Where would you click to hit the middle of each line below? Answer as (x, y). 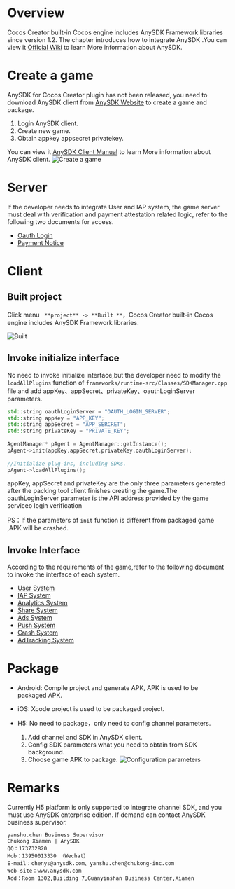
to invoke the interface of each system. (64, 574)
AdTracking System (46, 640)
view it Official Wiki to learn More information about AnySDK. (95, 47)
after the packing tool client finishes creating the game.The (92, 491)
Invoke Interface (44, 550)
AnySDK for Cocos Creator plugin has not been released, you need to (107, 95)
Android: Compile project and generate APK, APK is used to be (108, 688)
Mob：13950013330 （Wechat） (48, 856)
